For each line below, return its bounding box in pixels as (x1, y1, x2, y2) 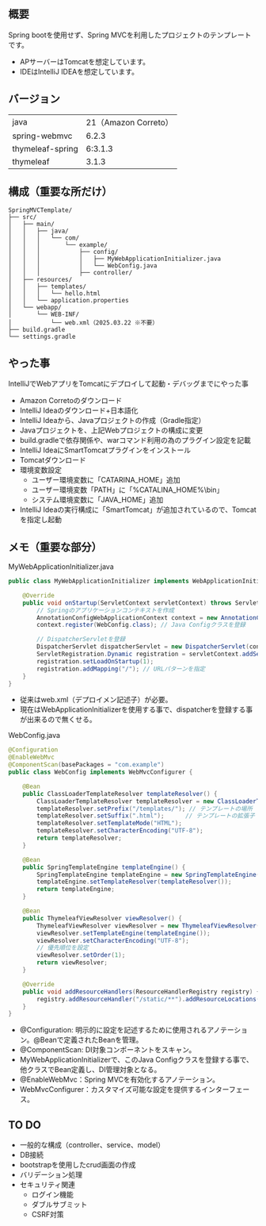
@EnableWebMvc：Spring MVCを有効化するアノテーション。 (19, 1074, 220, 1085)
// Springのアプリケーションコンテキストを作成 (36, 606, 175, 614)
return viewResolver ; (36, 959, 108, 967)
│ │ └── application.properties (8, 297, 129, 305)
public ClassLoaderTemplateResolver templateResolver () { (22, 790, 218, 797)
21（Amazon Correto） (85, 117, 174, 128)
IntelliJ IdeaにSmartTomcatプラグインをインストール (19, 445, 192, 455)
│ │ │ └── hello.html (8, 290, 101, 298)
